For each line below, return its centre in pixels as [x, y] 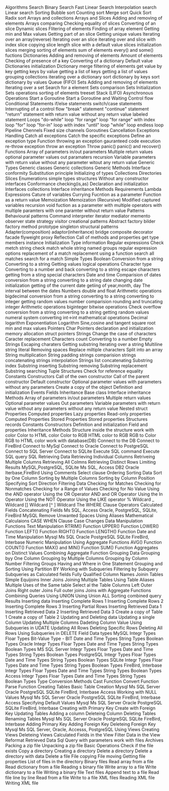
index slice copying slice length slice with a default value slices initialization [83, 45]
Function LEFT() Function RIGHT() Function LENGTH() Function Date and [80, 531]
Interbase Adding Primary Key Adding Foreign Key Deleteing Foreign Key [80, 724]
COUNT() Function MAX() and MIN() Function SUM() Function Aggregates [82, 548]
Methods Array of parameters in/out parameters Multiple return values [78, 398]
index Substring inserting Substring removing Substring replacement [76, 366]
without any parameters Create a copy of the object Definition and [74, 387]
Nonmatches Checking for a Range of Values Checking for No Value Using [82, 489]
